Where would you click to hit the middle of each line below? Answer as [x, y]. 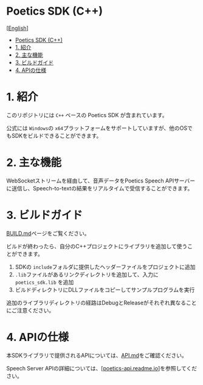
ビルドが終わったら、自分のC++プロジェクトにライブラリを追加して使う [97, 246]
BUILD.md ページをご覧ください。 [48, 233]
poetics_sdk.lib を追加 [44, 282]
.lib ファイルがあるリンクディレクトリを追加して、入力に [87, 274]
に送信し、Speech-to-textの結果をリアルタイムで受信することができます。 [100, 188]
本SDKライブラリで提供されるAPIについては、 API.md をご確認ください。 [97, 355]
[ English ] [17, 28]
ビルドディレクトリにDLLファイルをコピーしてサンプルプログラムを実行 [105, 290]
